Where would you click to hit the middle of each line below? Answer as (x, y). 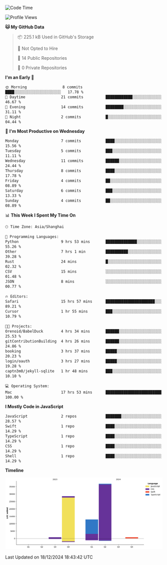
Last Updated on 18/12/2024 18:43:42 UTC (49, 557)
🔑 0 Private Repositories (42, 68)
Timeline (14, 470)
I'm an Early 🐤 (20, 77)
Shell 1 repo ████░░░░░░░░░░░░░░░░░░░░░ (83, 456)
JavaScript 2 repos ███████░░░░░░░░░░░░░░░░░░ (83, 416)
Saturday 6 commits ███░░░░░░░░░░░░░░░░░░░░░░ (83, 191)
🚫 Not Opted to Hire (38, 48)
